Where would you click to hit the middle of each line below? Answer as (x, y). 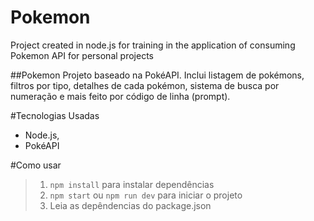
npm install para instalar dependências (132, 184)
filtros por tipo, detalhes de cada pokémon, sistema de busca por (145, 85)
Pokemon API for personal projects (82, 55)
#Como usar (36, 165)
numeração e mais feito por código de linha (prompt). (120, 96)
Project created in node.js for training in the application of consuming (153, 45)
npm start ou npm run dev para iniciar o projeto (146, 195)
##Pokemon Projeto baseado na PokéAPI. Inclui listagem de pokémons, (157, 75)
